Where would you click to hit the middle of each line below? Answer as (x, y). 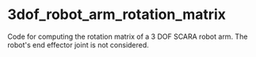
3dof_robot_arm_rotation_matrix (117, 15)
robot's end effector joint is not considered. (78, 44)
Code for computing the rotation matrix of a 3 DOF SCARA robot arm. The (128, 36)
